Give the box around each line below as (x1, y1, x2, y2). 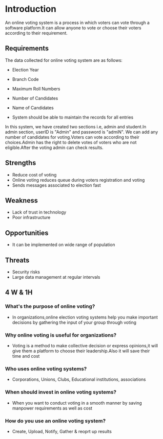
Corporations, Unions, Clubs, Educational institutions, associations (12, 376, 146, 383)
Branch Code (12, 76, 39, 82)
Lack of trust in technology (12, 209, 67, 215)
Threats (5, 256, 30, 264)
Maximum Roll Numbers (12, 86, 61, 92)
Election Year (12, 67, 39, 73)
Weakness (5, 196, 38, 204)
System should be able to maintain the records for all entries (12, 114, 134, 120)
